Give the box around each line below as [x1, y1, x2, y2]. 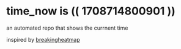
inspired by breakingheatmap [6, 36, 81, 43]
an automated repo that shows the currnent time [6, 24, 128, 31]
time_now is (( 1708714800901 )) [6, 4, 175, 18]
